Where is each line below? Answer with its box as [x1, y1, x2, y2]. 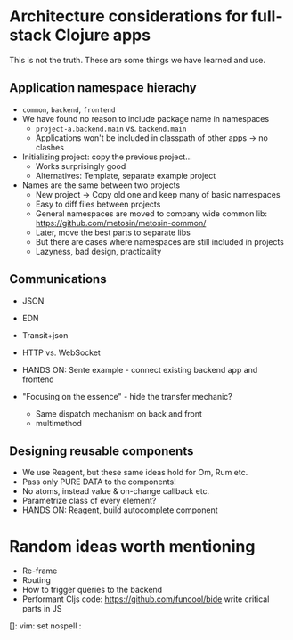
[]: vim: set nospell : [9, 620, 82, 631]
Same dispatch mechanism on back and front [35, 408, 203, 419]
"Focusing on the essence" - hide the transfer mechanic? [21, 391, 233, 401]
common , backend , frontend [21, 104, 116, 115]
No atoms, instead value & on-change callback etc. [21, 486, 210, 497]
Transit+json [21, 329, 69, 340]
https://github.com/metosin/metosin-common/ [35, 217, 207, 228]
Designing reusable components [9, 443, 194, 458]
